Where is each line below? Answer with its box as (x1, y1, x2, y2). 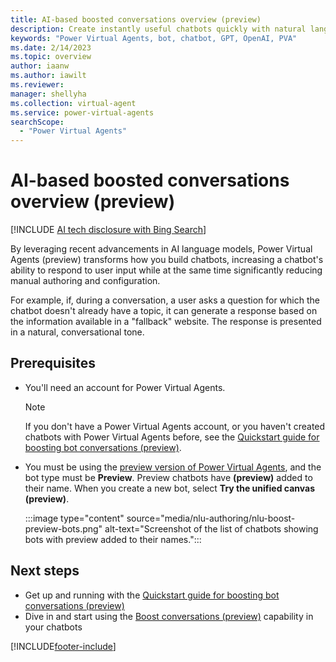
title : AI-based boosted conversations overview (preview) (10, 14, 262, 25)
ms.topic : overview (10, 52, 92, 62)
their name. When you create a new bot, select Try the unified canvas (24, 482, 315, 494)
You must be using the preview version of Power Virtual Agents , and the (24, 461, 322, 473)
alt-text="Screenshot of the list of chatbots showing (104, 522, 319, 535)
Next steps (10, 562, 80, 580)
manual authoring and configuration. (10, 275, 161, 287)
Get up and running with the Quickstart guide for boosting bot (24, 589, 280, 601)
